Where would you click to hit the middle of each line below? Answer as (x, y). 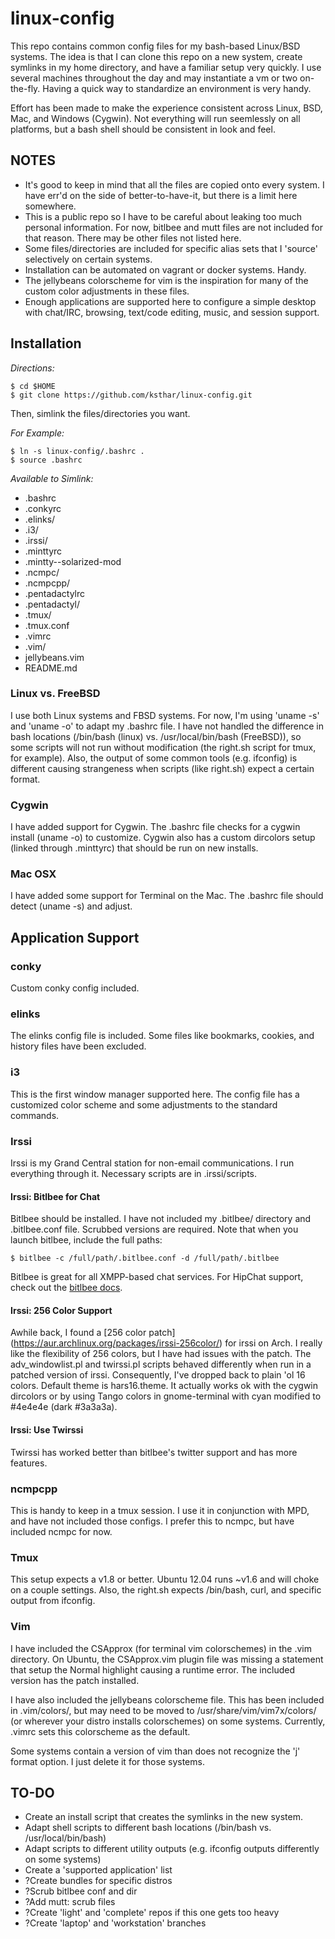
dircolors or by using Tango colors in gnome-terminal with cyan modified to (166, 1396)
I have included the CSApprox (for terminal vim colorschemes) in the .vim (161, 1648)
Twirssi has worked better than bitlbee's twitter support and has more (154, 1452)
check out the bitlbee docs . (66, 1288)
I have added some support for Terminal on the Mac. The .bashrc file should (167, 896)
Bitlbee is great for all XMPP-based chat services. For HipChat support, (157, 1277)
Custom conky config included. (75, 988)
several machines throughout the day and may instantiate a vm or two (154, 78)
